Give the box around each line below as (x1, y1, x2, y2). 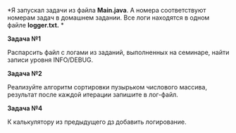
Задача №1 (7, 34, 41, 43)
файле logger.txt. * (7, 21, 65, 29)
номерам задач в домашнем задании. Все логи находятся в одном (7, 13, 210, 22)
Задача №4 (7, 104, 43, 112)
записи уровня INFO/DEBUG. (7, 56, 94, 64)
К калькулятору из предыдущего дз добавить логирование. (7, 118, 187, 126)
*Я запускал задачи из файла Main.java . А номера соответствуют (7, 6, 206, 14)
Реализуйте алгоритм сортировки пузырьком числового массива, (7, 83, 208, 91)
